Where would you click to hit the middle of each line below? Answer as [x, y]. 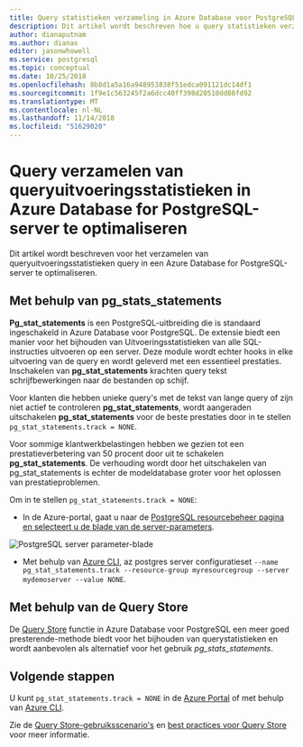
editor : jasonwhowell [50, 51]
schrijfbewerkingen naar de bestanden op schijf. [99, 380]
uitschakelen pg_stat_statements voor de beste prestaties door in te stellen [150, 416]
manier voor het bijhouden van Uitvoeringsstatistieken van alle [125, 342]
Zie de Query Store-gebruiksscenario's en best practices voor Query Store [148, 725]
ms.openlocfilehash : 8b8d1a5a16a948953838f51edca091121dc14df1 [131, 85]
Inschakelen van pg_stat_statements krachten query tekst [118, 370]
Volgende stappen [62, 676]
